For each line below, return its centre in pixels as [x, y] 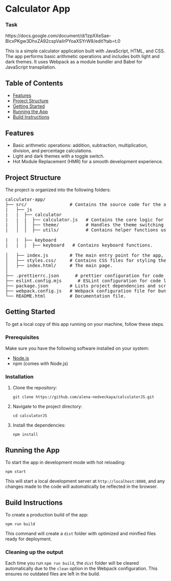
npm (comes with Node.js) [40, 363]
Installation [20, 377]
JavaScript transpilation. [31, 67]
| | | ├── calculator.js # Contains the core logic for [84, 220]
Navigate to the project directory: [47, 407]
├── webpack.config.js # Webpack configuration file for [81, 291]
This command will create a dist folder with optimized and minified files [81, 533]
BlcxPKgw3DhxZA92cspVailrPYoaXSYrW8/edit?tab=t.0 [63, 41]
